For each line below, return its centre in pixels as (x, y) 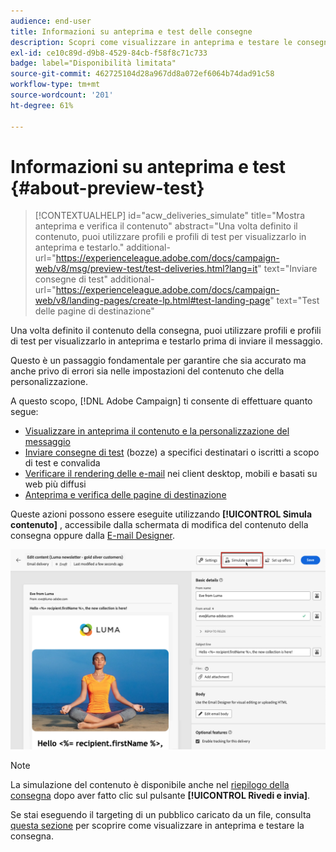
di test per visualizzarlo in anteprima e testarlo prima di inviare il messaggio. (166, 341)
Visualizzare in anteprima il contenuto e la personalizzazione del (157, 431)
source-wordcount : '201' (62, 95)
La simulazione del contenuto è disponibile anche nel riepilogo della (150, 785)
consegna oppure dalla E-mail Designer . (93, 536)
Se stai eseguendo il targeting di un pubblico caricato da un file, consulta (161, 815)
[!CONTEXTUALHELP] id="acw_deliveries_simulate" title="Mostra (170, 216)
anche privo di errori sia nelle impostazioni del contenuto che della (147, 371)
